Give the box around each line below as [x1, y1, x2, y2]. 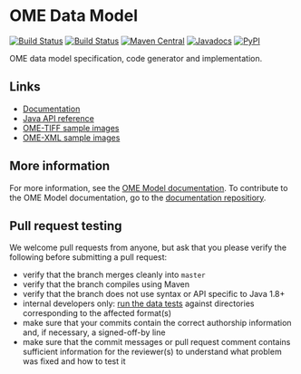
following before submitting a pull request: [9, 252, 168, 263]
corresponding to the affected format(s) [22, 308, 172, 319]
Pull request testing [9, 218, 122, 234]
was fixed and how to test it [22, 356, 126, 367]
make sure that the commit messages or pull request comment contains [22, 337, 291, 348]
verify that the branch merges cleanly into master [22, 269, 206, 281]
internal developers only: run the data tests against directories [22, 298, 255, 309]
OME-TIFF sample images [22, 122, 120, 133]
